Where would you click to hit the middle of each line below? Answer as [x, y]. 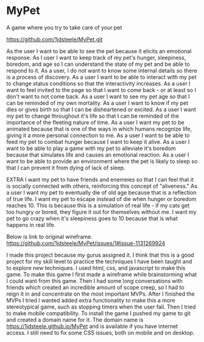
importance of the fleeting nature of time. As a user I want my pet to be [95, 122]
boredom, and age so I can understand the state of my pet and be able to [98, 64]
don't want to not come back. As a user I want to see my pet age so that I [98, 96]
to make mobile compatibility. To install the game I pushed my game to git [98, 313]
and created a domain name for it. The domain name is [75, 319]
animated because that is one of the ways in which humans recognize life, [99, 129]
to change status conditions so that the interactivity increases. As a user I [98, 84]
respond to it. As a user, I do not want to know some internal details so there [102, 70]
